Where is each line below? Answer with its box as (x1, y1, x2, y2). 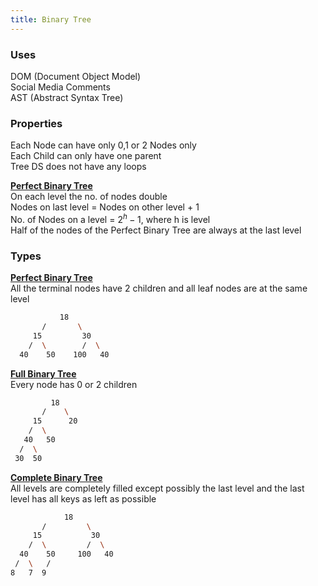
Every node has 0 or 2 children (10, 378, 138, 390)
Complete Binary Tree (10, 471, 103, 483)
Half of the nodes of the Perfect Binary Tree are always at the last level (10, 224, 302, 236)
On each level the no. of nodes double (10, 191, 168, 203)
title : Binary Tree (10, 14, 92, 25)
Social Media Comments (10, 81, 111, 93)
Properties (10, 116, 63, 130)
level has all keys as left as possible (10, 492, 157, 505)
